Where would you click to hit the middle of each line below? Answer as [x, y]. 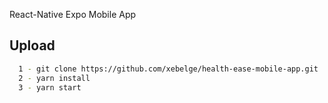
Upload [32, 45]
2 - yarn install [54, 78]
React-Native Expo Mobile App [73, 14]
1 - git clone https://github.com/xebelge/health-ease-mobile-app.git [168, 69]
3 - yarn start [50, 87]
